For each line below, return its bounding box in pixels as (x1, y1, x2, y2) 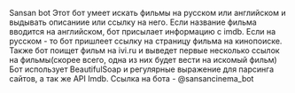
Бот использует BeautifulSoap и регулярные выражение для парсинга (9, 64, 275, 74)
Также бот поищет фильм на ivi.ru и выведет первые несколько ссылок (9, 45, 281, 56)
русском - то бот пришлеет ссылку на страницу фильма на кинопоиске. (9, 35, 283, 46)
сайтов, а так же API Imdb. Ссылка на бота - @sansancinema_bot (9, 74, 254, 83)
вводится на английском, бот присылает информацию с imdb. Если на (9, 27, 276, 36)
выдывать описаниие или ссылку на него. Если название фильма (9, 17, 257, 27)
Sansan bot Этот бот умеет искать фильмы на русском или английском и (9, 8, 286, 18)
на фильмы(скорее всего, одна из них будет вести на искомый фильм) (9, 55, 277, 65)
